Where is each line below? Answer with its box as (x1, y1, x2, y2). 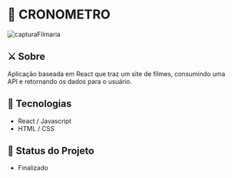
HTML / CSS (17, 124, 55, 132)
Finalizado (17, 164, 49, 172)
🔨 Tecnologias (7, 98, 72, 110)
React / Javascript (17, 117, 71, 125)
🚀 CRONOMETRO (7, 6, 111, 23)
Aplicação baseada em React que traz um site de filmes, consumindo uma (7, 69, 226, 78)
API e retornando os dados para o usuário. (7, 77, 132, 85)
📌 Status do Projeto (7, 145, 95, 157)
